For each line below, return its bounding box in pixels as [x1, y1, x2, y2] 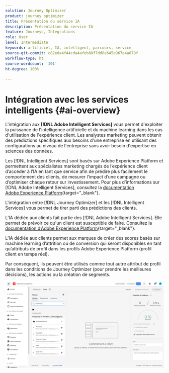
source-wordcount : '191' [5, 61, 57, 66]
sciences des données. [5, 148, 54, 154]
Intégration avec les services [5, 94, 129, 106]
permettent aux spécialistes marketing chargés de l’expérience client [5, 163, 148, 169]
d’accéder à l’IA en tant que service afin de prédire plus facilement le [5, 168, 148, 174]
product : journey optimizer [5, 13, 64, 19]
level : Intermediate [5, 40, 49, 45]
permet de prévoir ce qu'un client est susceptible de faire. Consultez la [5, 220, 152, 226]
